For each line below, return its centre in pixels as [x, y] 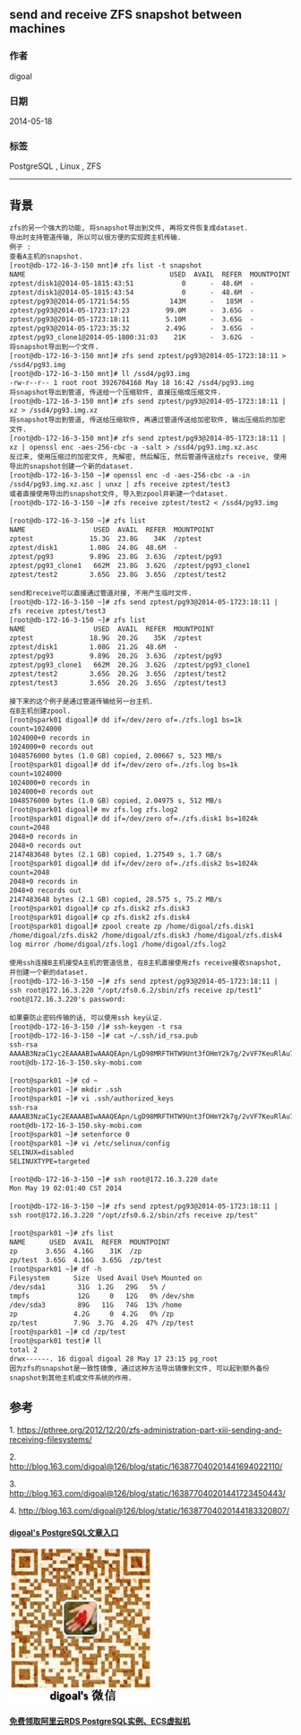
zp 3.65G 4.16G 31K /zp [76, 1251]
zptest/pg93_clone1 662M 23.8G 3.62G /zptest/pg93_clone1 [130, 566]
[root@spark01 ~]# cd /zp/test [68, 1332]
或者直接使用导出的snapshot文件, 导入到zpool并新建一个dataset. [119, 494]
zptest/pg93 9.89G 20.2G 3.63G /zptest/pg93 [116, 656]
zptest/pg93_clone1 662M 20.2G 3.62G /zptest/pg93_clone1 [130, 665]
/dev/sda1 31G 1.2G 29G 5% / [88, 1287]
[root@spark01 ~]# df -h [56, 1269]
